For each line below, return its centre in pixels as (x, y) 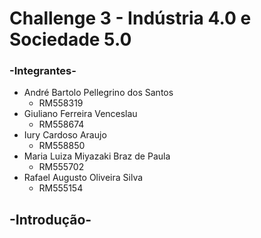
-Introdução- (50, 219)
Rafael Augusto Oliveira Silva (83, 178)
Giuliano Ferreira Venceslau (80, 114)
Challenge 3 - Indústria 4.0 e (130, 18)
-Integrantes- (43, 71)
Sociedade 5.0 (70, 39)
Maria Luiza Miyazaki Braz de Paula (97, 156)
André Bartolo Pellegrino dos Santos (98, 93)
